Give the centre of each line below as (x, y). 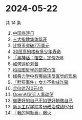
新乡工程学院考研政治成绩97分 (43, 106)
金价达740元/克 (28, 88)
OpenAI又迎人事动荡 (33, 94)
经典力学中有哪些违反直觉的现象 (45, 76)
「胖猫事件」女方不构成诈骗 (41, 82)
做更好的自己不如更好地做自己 (42, 100)
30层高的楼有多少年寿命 (37, 51)
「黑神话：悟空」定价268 (38, 57)
